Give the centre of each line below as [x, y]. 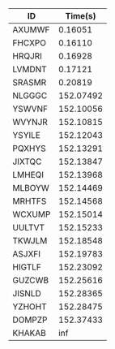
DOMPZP [30, 320]
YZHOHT [30, 306]
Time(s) [81, 16]
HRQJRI [28, 56]
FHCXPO [30, 43]
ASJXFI [27, 254]
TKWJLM [30, 241]
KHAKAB [29, 333]
